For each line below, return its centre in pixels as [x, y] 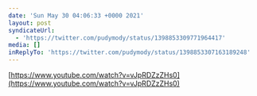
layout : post [30, 23]
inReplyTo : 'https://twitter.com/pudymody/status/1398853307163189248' [129, 52]
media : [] [25, 45]
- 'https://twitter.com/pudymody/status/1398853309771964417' [121, 38]
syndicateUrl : [32, 30]
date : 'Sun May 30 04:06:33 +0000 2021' [76, 15]
